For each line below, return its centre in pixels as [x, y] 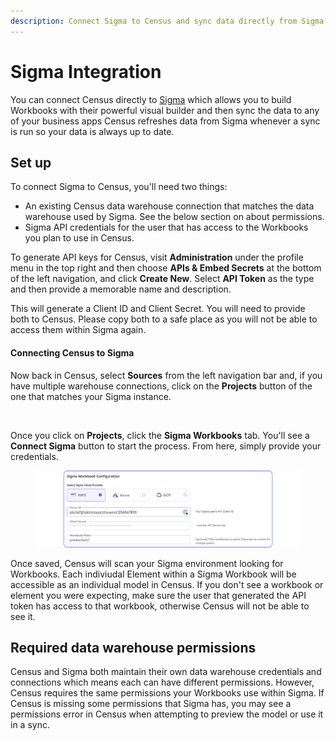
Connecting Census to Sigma [72, 352]
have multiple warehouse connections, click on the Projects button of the [161, 386]
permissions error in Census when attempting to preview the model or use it [167, 714]
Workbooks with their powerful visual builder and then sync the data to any [165, 110]
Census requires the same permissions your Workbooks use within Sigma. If [167, 693]
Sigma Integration [86, 71]
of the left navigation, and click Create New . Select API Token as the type [162, 279]
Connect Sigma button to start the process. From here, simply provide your [166, 446]
